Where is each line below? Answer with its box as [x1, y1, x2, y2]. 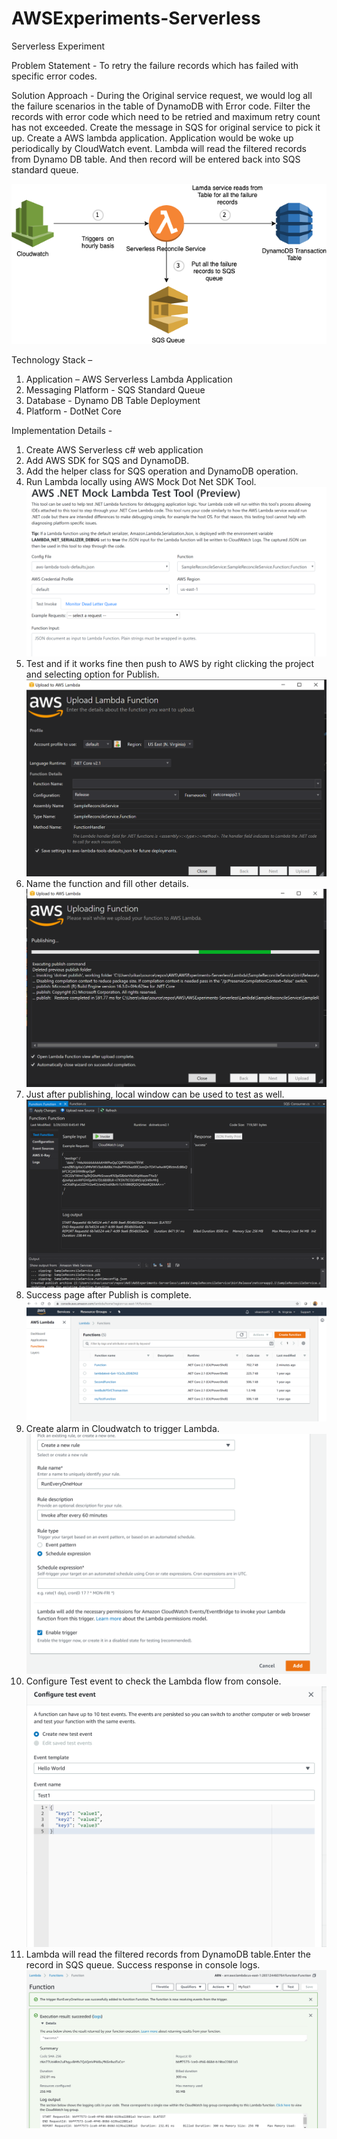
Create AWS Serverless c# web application [25, 444, 204, 456]
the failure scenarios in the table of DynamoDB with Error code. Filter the [11, 100, 311, 112]
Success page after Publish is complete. [25, 1289, 192, 1301]
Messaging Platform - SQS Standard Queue [25, 384, 206, 396]
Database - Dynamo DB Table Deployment [25, 395, 201, 406]
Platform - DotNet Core [25, 405, 122, 417]
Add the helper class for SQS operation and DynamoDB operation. [25, 465, 299, 477]
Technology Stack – [11, 354, 93, 366]
